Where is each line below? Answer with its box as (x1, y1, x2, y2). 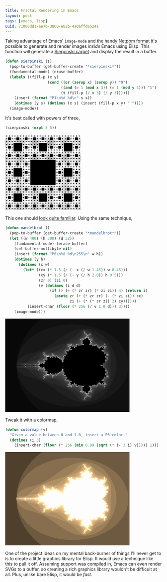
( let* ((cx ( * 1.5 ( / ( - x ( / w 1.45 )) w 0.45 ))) (23, 267, 128, 272)
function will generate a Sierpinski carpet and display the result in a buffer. (5, 49, 158, 55)
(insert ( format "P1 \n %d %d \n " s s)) (14, 96, 92, 100)
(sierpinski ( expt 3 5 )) (5, 125, 57, 130)
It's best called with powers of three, (5, 115, 81, 121)
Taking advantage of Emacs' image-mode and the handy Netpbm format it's (5, 38, 158, 44)
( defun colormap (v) (5, 427, 48, 432)
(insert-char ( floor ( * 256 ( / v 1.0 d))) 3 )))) (27, 304, 130, 309)
